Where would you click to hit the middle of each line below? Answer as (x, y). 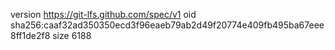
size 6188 (72, 35)
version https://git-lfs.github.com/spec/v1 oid (103, 14)
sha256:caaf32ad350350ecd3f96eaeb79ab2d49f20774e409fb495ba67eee (167, 25)
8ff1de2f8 (30, 35)
